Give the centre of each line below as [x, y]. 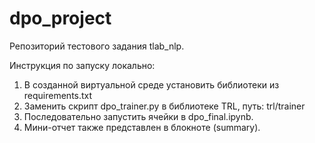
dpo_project [60, 18]
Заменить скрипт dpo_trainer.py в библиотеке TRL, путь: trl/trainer [164, 106]
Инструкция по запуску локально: [82, 65]
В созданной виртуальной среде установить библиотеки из [151, 84]
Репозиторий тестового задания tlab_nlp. [97, 46]
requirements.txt [58, 95]
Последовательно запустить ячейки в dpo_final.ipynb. [138, 116]
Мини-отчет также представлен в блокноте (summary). [142, 127]
